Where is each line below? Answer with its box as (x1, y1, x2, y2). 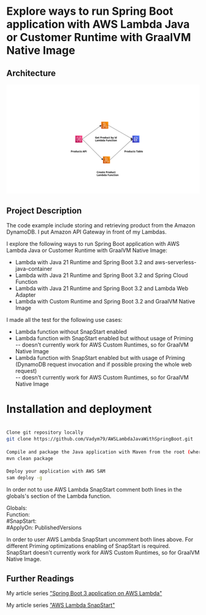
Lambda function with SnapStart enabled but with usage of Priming (15, 355, 185, 362)
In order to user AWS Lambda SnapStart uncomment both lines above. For (6, 536, 194, 543)
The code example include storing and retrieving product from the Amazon (6, 222, 196, 229)
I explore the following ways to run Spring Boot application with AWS (6, 240, 180, 248)
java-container (15, 265, 53, 273)
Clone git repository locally (6, 429, 84, 436)
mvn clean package (6, 455, 53, 461)
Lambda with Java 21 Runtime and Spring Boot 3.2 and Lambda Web (15, 284, 189, 292)
